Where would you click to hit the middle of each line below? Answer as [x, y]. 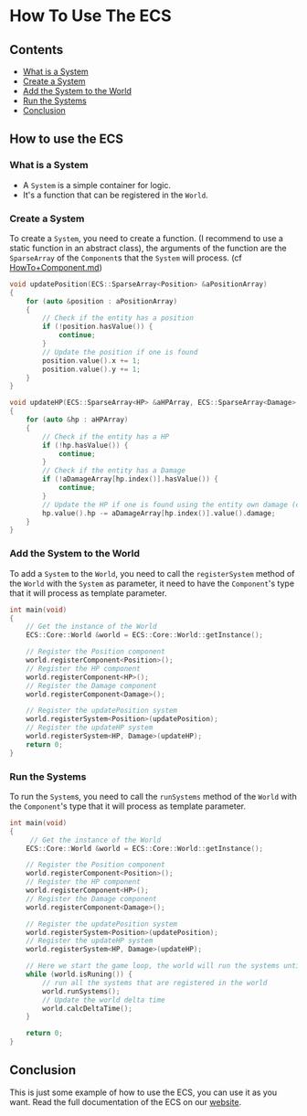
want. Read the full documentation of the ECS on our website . [126, 1101]
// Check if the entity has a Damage [114, 471]
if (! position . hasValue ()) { [98, 327]
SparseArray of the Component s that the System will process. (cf [126, 258]
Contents [37, 50]
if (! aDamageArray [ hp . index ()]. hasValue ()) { [131, 479]
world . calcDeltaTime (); [87, 1008]
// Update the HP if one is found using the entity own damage [165, 505]
